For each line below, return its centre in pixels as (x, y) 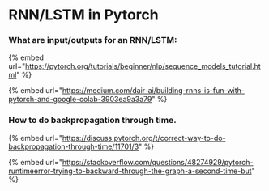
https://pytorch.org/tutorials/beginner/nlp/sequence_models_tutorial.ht (143, 66)
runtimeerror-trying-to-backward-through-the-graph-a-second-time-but (130, 171)
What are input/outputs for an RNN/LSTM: (93, 40)
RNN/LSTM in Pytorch (84, 15)
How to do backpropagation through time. (92, 121)
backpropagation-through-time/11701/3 (74, 146)
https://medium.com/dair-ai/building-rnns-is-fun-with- (154, 91)
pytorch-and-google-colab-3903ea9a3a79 (80, 100)
